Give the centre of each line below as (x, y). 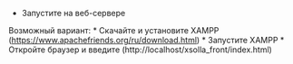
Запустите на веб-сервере (73, 13)
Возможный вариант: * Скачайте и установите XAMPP (114, 30)
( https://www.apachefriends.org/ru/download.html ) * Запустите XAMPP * (146, 40)
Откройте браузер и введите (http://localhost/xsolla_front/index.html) (141, 50)
